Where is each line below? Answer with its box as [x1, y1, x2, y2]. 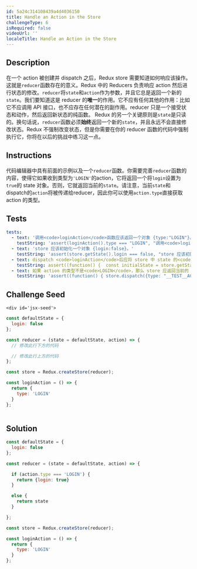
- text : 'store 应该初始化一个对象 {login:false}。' [11, 246, 134, 252]
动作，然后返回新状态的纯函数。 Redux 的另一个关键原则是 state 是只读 [16, 111, 186, 118]
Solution [6, 424, 38, 434]
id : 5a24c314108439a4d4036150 [6, 8, 80, 15]
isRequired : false [6, 25, 51, 31]
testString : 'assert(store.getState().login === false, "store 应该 [16, 251, 186, 257]
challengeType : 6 [6, 19, 49, 25]
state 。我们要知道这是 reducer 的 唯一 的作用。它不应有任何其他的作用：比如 [6, 96, 191, 103]
